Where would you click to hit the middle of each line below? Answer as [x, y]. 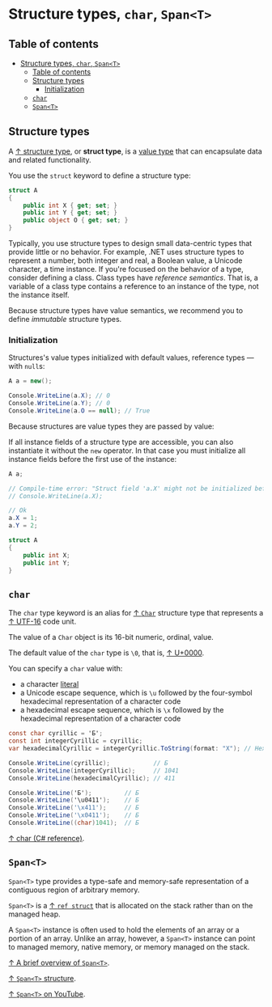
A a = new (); [30, 381]
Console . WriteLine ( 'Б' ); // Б [74, 793]
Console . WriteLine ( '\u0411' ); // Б [74, 800]
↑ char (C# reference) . [47, 838]
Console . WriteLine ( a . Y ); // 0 [59, 404]
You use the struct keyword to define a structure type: [100, 176]
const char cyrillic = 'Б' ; [56, 734]
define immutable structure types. [65, 319]
